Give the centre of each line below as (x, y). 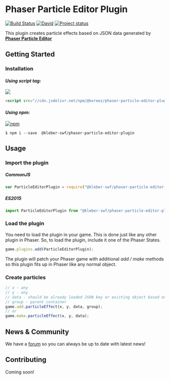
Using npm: (18, 112)
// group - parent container (36, 302)
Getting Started (30, 54)
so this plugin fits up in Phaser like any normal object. (61, 264)
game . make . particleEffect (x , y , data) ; (47, 316)
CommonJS (18, 175)
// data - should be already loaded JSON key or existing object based (82, 297)
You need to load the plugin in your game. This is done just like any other (81, 234)
